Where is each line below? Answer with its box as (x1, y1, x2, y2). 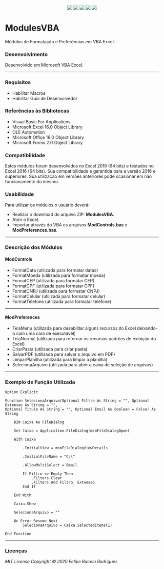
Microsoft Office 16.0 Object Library (12, 134, 84, 140)
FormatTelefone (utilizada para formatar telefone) (12, 298, 111, 304)
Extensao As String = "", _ (5, 403, 62, 407)
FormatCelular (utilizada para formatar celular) (12, 293, 106, 299)
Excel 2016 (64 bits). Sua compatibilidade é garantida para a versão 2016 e (5, 168, 156, 174)
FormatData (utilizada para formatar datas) (12, 267, 99, 273)
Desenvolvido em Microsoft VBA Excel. (5, 62, 84, 68)
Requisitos (5, 79, 31, 86)
